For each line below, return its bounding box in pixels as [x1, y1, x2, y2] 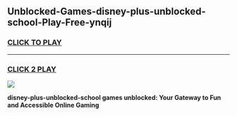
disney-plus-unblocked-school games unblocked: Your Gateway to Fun [7, 93, 221, 101]
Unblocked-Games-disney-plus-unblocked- [7, 6, 206, 18]
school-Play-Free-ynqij [7, 17, 112, 29]
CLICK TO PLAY [7, 38, 62, 48]
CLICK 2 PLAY [7, 64, 56, 74]
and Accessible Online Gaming [7, 101, 99, 109]
